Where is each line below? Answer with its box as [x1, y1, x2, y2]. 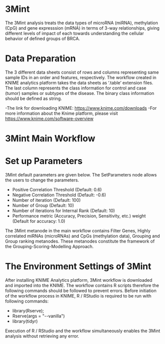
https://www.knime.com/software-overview [5, 115, 94, 122]
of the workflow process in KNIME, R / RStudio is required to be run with [5, 293, 152, 299]
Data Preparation [5, 53, 76, 64]
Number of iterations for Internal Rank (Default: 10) [12, 208, 115, 214]
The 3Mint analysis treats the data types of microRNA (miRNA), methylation [5, 20, 159, 26]
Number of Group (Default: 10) [12, 203, 74, 208]
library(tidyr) [12, 318, 38, 324]
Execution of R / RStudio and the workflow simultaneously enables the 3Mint [5, 328, 161, 334]
